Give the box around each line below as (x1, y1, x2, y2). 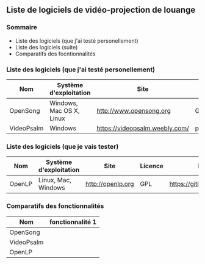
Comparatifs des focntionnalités (15, 50, 96, 57)
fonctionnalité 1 (49, 218, 97, 226)
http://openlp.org (85, 180, 134, 188)
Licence (140, 162, 164, 170)
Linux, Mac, (38, 176, 72, 185)
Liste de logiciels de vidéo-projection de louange (6, 5, 196, 15)
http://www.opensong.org (96, 106, 171, 115)
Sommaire (6, 23, 38, 32)
